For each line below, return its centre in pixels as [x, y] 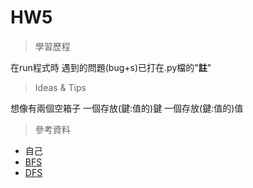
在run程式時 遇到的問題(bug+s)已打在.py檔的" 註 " [111, 67]
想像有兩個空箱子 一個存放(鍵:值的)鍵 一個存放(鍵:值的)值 [127, 108]
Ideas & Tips [60, 87]
